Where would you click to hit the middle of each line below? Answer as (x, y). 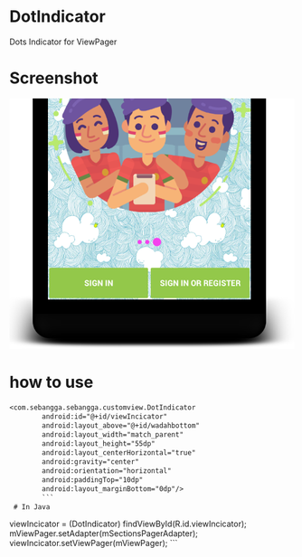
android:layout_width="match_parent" (113, 435)
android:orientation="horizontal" (107, 471)
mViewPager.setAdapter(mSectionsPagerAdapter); (104, 533)
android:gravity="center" (91, 462)
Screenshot (54, 78)
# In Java (32, 507)
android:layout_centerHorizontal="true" (119, 453)
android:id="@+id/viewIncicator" (105, 417)
